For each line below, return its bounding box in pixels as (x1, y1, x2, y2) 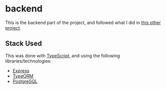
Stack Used (5, 39, 42, 48)
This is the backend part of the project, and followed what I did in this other (5, 19, 161, 25)
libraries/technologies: (5, 58, 52, 64)
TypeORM (12, 73, 34, 79)
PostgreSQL (12, 78, 38, 84)
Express (12, 67, 30, 73)
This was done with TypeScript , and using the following (5, 52, 120, 58)
